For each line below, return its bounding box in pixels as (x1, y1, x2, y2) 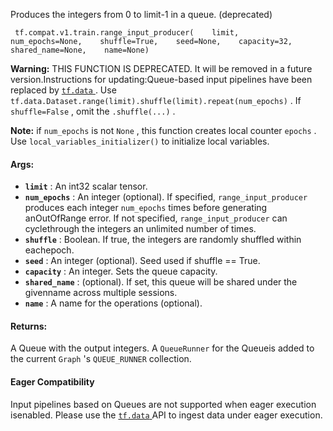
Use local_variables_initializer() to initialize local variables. (10, 135, 270, 147)
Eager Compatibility (10, 376, 95, 388)
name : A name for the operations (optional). (24, 297, 203, 309)
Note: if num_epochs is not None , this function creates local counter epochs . (10, 125, 317, 136)
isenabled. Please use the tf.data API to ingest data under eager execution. (10, 409, 323, 421)
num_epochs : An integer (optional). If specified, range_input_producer (24, 191, 308, 203)
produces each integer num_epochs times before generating (24, 202, 268, 214)
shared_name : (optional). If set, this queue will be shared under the (24, 276, 298, 288)
